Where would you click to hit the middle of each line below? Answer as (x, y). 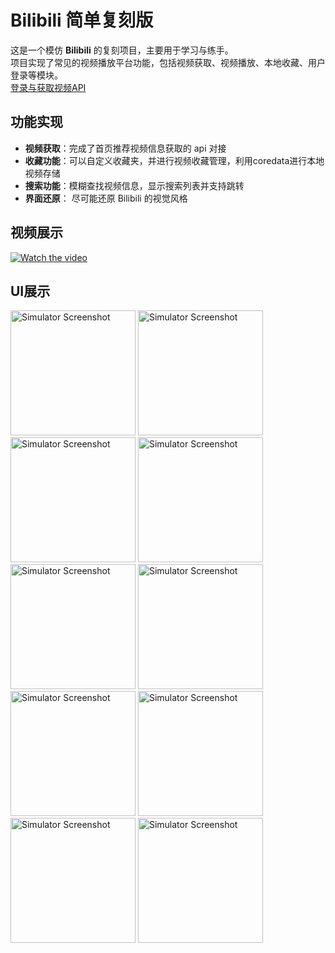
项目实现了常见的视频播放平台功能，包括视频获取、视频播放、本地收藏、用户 (168, 62)
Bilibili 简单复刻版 (82, 20)
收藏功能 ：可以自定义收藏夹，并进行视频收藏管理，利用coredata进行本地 (174, 160)
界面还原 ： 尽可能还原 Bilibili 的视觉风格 (106, 198)
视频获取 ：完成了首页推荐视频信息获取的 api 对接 (125, 148)
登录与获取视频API (48, 87)
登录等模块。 (36, 75)
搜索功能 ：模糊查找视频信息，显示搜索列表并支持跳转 (134, 185)
